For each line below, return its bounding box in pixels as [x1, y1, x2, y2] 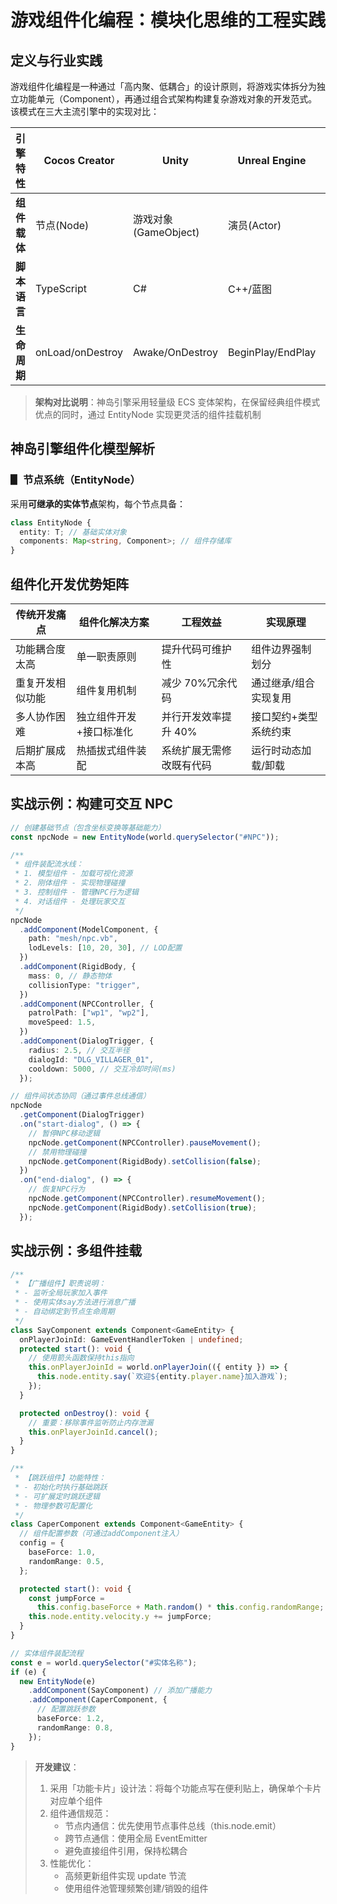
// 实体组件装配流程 [10, 1648, 84, 1658]
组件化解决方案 [78, 616, 150, 629]
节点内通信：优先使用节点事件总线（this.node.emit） [64, 1819, 282, 1831]
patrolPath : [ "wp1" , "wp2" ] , [28, 1008, 150, 1018]
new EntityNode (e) [19, 1676, 97, 1686]
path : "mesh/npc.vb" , [28, 934, 118, 944]
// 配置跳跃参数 [36, 1704, 96, 1715]
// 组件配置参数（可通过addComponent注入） [19, 1529, 184, 1539]
